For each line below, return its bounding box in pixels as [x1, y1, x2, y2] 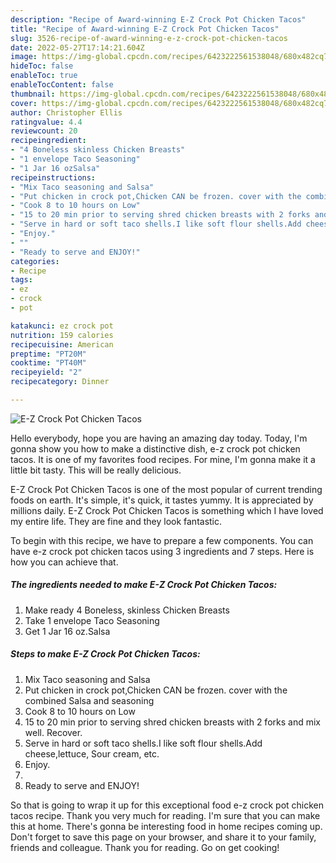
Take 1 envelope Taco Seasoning [24, 614, 160, 626]
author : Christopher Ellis [10, 107, 123, 118]
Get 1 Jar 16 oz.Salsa [24, 625, 111, 637]
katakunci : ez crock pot [10, 321, 114, 331]
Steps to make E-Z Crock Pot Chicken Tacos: [10, 648, 201, 660]
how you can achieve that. [10, 556, 119, 568]
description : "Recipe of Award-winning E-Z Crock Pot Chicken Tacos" [10, 14, 307, 25]
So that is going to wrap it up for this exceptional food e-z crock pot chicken [10, 799, 325, 811]
